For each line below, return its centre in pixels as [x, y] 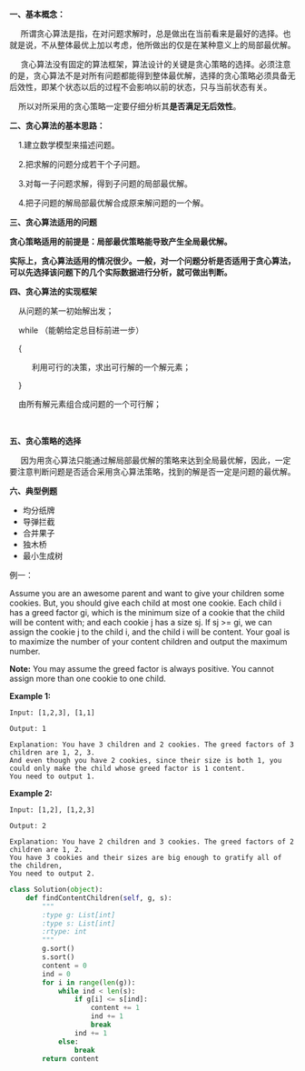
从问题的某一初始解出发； [66, 311]
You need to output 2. [52, 874]
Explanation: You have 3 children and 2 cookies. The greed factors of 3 [152, 745]
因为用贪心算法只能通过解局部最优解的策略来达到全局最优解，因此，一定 [156, 460]
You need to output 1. [52, 776]
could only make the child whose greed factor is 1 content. [128, 768]
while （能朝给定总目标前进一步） [81, 330]
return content [71, 1058]
